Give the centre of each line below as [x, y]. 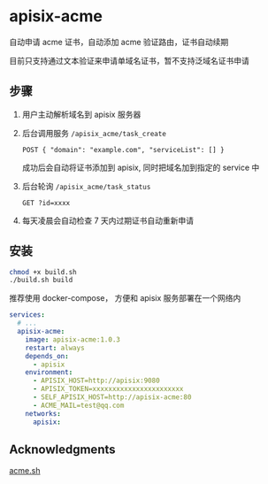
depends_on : [47, 356]
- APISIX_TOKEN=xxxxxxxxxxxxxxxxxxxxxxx [108, 389]
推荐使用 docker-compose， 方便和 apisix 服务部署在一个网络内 [125, 298]
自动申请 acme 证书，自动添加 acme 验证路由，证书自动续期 [119, 42]
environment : [49, 373]
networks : [43, 413]
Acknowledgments [63, 449]
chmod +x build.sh [43, 272]
